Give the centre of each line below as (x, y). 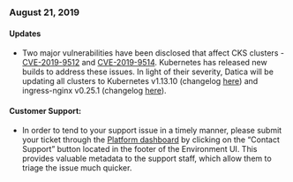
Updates (25, 34)
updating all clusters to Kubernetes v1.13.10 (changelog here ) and (140, 81)
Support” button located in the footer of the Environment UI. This (139, 149)
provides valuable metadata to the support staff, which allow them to (146, 159)
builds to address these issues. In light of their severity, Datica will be (147, 72)
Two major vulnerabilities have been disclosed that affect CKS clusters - (153, 53)
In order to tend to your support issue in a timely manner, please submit (152, 131)
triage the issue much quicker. (77, 168)
